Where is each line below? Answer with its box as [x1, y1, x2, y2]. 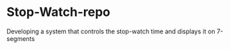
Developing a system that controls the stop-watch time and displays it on [6, 27, 216, 35]
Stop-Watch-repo [6, 4, 110, 20]
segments [6, 34, 35, 42]
